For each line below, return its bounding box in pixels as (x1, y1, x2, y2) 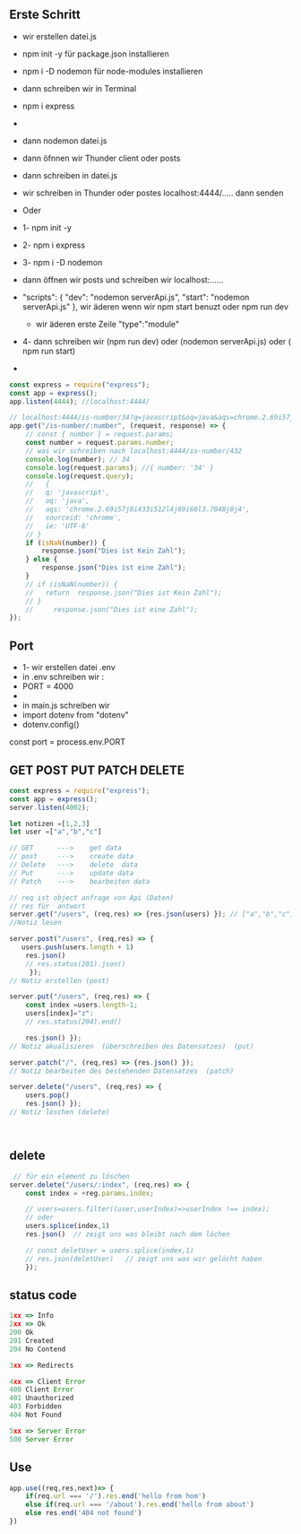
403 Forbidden (9, 1402, 63, 1411)
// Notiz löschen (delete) (9, 1108, 110, 1117)
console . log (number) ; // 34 (25, 455, 130, 464)
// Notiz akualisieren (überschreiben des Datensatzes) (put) (9, 1042, 254, 1050)
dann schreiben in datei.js (21, 170, 118, 180)
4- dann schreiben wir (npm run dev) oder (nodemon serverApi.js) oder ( (21, 336, 291, 346)
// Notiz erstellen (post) (9, 976, 110, 985)
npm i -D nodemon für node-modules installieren (21, 65, 203, 76)
